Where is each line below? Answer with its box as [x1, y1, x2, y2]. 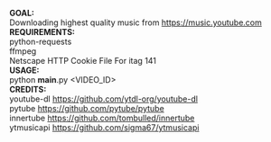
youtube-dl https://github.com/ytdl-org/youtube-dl [9, 93, 199, 104]
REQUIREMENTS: [9, 27, 75, 37]
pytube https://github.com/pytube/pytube [9, 103, 164, 113]
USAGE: [9, 65, 40, 75]
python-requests [9, 36, 72, 47]
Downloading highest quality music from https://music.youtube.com [9, 17, 262, 28]
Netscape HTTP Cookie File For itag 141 [9, 56, 156, 66]
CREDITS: [9, 84, 47, 94]
